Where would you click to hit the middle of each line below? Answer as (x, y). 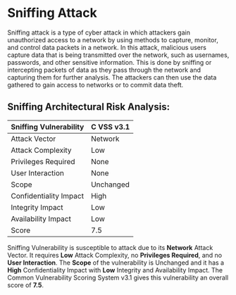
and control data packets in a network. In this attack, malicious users (107, 47)
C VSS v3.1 (110, 127)
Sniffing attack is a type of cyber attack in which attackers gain (99, 32)
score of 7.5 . (26, 285)
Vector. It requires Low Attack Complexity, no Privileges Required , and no (115, 255)
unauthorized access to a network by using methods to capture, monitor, (113, 39)
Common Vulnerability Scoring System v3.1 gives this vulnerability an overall (118, 277)
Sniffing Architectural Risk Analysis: (89, 107)
